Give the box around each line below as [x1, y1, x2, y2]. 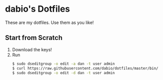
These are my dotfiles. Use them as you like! [5, 20, 94, 25]
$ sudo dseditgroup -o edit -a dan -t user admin [12, 61, 115, 66]
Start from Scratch [5, 34, 63, 42]
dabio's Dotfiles [5, 3, 70, 15]
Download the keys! [12, 46, 52, 52]
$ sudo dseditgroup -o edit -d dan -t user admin [12, 70, 115, 75]
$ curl [12, 66, 26, 71]
